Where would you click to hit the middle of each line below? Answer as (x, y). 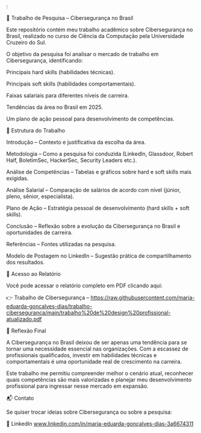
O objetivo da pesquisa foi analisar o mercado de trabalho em (82, 54)
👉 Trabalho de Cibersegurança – (48, 297)
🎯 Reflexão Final (26, 331)
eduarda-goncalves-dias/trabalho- (49, 306)
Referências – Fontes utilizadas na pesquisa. (61, 244)
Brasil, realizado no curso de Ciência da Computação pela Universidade (95, 36)
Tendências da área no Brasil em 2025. (55, 107)
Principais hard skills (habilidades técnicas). (61, 72)
